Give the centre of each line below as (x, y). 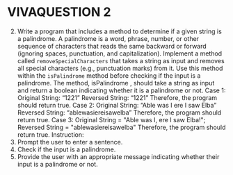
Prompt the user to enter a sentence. (70, 142)
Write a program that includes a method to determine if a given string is (120, 31)
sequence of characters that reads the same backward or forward (112, 46)
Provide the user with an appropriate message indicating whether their (118, 156)
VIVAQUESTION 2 (59, 12)
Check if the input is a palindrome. (66, 149)
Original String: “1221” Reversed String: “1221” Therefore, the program (117, 97)
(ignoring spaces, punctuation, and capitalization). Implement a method (120, 53)
